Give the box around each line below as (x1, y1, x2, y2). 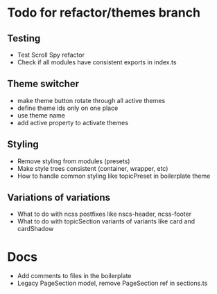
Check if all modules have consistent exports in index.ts (17, 58, 177, 66)
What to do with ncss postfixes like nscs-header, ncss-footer (17, 210, 192, 219)
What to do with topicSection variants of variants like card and (17, 217, 196, 226)
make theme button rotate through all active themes (17, 96, 166, 104)
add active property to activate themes (17, 118, 128, 127)
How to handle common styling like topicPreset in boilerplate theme (17, 172, 211, 180)
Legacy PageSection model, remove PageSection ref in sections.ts (17, 279, 208, 288)
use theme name (17, 111, 66, 119)
